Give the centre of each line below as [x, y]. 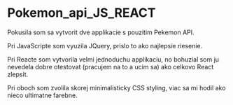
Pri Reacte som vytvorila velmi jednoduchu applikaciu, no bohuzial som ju [113, 59]
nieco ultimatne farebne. [43, 95]
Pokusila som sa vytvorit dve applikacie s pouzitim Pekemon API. [101, 32]
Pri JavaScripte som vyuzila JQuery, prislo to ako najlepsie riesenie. [105, 45]
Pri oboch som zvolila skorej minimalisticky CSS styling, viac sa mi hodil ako [116, 87]
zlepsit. [18, 74]
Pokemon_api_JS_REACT [82, 13]
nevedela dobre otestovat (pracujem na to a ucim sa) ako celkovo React [111, 66]
